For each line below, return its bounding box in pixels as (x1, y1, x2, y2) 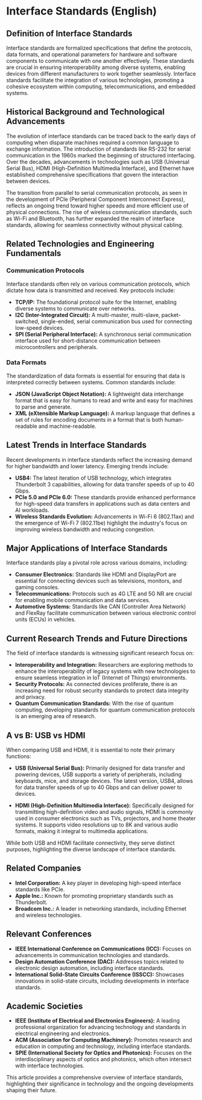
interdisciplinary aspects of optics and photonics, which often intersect (14, 1056, 192, 1063)
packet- (161, 311, 181, 318)
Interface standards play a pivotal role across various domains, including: (6, 559, 188, 566)
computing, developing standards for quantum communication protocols (14, 706, 195, 713)
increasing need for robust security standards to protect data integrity (14, 687, 189, 694)
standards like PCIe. (14, 885, 65, 893)
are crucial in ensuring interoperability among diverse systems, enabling (6, 64, 186, 71)
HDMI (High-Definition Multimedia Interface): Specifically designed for (14, 802, 194, 809)
